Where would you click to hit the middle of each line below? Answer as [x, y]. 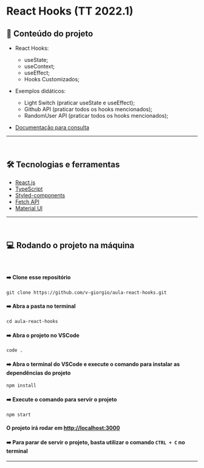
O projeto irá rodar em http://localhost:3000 [63, 428]
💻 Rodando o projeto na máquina [70, 246]
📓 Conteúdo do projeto [50, 34]
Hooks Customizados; [52, 79]
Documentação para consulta [52, 127]
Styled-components [40, 195]
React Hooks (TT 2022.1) [70, 11]
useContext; [39, 66]
